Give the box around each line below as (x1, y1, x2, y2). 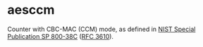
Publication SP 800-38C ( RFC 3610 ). (7, 32, 114, 40)
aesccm (7, 2, 55, 18)
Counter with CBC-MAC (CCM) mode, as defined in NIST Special (7, 25, 196, 33)
